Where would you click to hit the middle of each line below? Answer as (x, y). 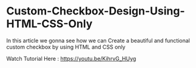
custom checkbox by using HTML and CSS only (66, 47)
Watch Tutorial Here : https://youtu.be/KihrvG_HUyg (71, 58)
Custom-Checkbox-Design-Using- (96, 11)
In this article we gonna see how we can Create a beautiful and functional (98, 40)
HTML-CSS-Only (49, 24)
